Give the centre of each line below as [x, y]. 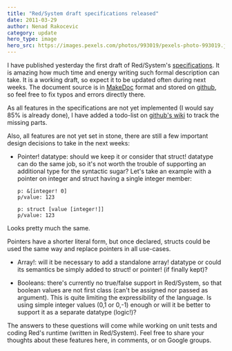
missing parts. [27, 122]
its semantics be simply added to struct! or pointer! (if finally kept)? [113, 269]
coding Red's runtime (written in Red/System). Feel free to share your [106, 333]
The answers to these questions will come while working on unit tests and [112, 325]
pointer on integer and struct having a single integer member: [104, 179]
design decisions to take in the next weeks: [68, 143]
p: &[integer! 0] [42, 191]
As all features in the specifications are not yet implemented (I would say [110, 108]
